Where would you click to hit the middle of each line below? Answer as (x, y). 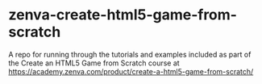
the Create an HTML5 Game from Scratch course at (94, 63)
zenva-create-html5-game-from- (123, 15)
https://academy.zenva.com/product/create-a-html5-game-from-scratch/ (131, 71)
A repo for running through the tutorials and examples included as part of (130, 54)
